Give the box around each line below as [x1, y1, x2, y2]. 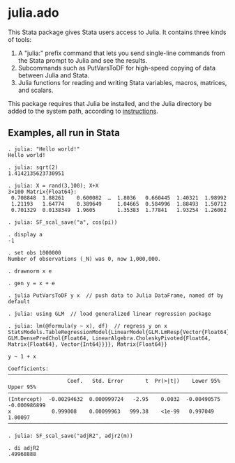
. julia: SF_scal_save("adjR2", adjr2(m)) [8, 432, 133, 439]
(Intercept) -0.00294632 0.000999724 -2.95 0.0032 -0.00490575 [8, 395, 220, 402]
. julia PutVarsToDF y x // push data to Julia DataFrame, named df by [8, 291, 224, 299]
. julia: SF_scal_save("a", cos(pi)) [8, 218, 118, 226]
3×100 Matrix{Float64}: [8, 188, 77, 195]
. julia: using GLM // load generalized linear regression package [8, 310, 211, 317]
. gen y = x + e [8, 280, 55, 287]
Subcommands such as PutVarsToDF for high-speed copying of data [17, 63, 215, 72]
